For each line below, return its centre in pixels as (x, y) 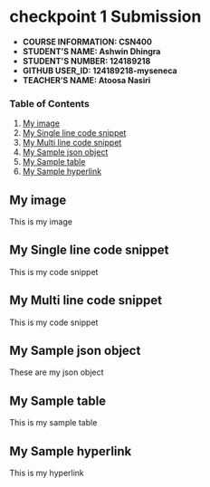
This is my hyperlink (47, 473)
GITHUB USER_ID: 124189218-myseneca (100, 71)
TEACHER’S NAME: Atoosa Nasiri (86, 80)
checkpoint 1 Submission (105, 17)
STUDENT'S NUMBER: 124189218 (86, 61)
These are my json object (57, 372)
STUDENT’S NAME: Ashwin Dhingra (91, 51)
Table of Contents (50, 103)
